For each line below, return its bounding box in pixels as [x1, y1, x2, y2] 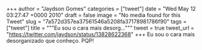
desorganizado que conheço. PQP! [6, 37, 95, 44]
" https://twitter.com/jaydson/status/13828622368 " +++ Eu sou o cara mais [6, 31, 195, 38]
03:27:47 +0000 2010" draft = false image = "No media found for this [6, 11, 181, 19]
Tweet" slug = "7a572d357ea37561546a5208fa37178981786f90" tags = [6, 18, 187, 25]
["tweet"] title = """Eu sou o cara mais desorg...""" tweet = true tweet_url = [6, 24, 195, 31]
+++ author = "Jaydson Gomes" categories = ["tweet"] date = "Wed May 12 [6, 5, 197, 12]
